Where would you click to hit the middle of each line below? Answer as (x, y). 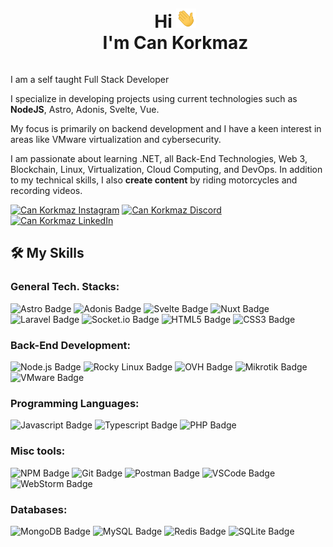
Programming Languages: (75, 403)
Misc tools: (38, 451)
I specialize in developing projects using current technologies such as (154, 98)
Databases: (39, 509)
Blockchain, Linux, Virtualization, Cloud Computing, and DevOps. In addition (166, 169)
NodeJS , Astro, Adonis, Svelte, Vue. (85, 109)
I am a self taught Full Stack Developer (90, 79)
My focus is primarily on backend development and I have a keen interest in (166, 128)
